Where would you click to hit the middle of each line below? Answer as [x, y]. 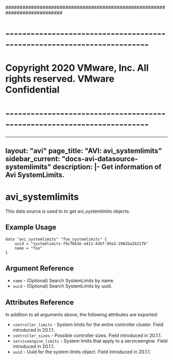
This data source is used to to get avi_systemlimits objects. [68, 211]
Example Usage [31, 227]
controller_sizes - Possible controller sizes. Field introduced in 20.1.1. [87, 335]
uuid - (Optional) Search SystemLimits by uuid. [62, 286]
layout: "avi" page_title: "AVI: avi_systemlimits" [84, 151]
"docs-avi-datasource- [100, 159]
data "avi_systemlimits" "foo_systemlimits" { [56, 239]
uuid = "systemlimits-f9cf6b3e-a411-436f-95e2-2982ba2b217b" [81, 243]
